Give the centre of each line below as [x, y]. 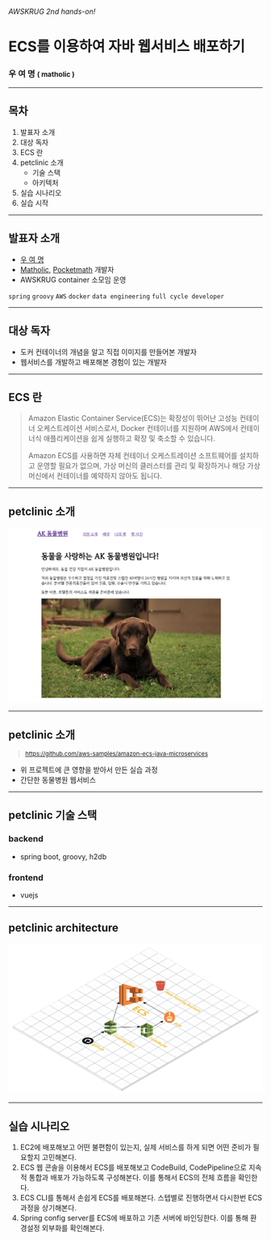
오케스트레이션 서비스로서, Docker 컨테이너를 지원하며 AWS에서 [138, 428]
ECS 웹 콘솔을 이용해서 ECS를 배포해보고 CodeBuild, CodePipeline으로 [133, 1167]
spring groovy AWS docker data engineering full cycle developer [116, 296]
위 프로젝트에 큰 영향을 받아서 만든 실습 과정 [89, 770]
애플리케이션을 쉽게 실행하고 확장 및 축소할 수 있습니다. [129, 439]
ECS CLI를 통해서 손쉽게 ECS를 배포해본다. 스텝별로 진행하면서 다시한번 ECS [141, 1198]
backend [26, 839]
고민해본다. [59, 1158]
